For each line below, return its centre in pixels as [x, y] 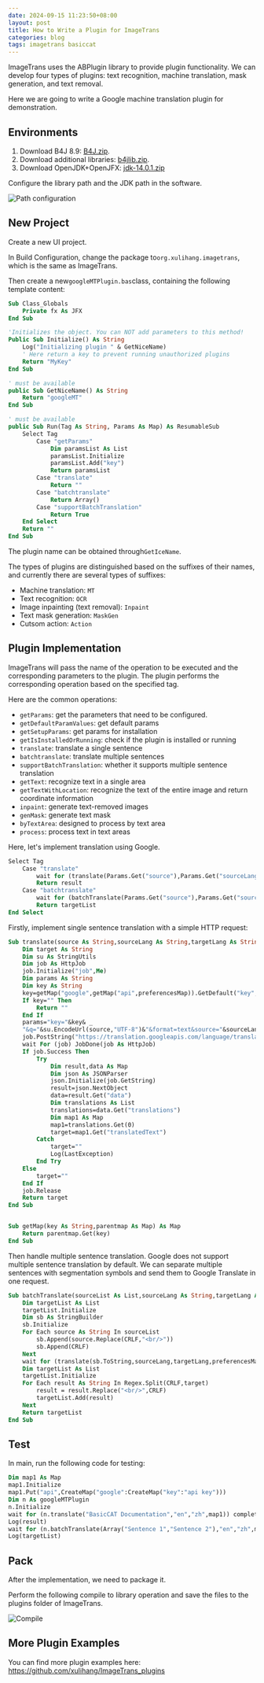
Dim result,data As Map [89, 1066]
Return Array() [75, 500]
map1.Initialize [35, 1485]
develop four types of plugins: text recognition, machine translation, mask [128, 76]
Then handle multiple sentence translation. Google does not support [119, 1256]
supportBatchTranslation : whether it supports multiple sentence [123, 765]
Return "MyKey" [47, 362]
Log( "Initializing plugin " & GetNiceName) [95, 347]
